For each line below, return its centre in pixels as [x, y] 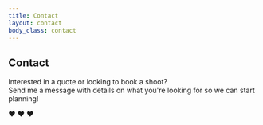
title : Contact [33, 16]
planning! [24, 99]
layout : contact [35, 23]
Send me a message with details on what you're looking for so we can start [131, 90]
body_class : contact [43, 30]
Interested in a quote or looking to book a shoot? [88, 82]
